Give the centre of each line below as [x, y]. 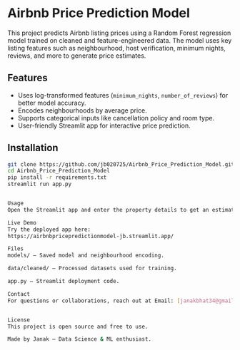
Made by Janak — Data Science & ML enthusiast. [80, 339]
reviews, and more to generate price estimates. [77, 56]
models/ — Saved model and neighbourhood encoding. [86, 256]
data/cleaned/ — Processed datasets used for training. [92, 269]
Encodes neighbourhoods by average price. [82, 110]
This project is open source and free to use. [78, 326]
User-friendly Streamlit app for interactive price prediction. [104, 125]
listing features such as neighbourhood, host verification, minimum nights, [117, 48]
